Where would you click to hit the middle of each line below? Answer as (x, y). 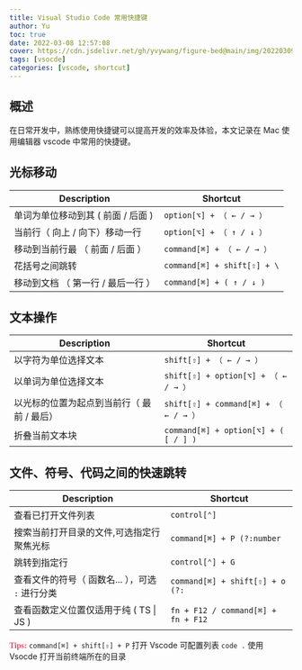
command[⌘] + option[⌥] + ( (224, 430)
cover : (22, 51)
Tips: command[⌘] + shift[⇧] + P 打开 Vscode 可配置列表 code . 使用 (136, 646)
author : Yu (30, 26)
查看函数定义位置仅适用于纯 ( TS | (85, 611)
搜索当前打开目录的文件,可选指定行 (87, 532)
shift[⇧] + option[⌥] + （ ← (226, 376)
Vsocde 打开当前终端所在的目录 (68, 656)
